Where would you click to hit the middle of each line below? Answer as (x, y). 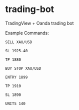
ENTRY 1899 (16, 77)
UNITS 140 (15, 103)
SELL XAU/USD (19, 42)
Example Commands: (27, 33)
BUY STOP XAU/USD (23, 68)
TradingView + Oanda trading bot (39, 23)
